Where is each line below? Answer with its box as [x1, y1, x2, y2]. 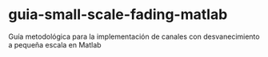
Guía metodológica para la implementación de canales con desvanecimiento [8, 32, 260, 41]
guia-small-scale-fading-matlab [8, 6, 228, 24]
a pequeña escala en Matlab [8, 40, 102, 49]
